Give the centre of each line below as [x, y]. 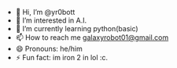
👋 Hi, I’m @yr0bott [45, 12]
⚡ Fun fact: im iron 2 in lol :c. [62, 57]
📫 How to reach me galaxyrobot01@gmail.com [92, 38]
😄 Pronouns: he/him [49, 48]
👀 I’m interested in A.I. [51, 20]
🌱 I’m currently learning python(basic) [77, 29]
